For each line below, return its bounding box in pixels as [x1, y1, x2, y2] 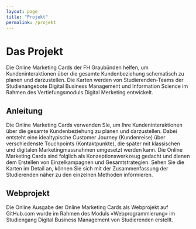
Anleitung [6, 106, 43, 116]
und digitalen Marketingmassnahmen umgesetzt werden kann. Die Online [6, 146, 183, 153]
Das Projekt [6, 45, 63, 58]
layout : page [6, 8, 38, 15]
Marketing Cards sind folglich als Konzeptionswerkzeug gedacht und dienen [6, 153, 190, 160]
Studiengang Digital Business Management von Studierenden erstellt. [6, 216, 174, 223]
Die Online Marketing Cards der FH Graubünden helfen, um [6, 64, 149, 71]
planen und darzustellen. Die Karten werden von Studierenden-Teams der [6, 77, 184, 84]
